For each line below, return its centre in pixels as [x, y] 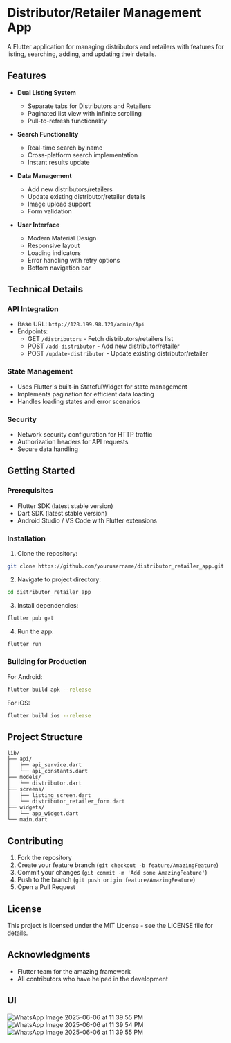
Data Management [44, 175]
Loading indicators [54, 253]
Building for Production [47, 662]
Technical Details [45, 289]
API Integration [33, 309]
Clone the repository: [47, 554]
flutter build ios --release [49, 715]
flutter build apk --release [49, 690]
